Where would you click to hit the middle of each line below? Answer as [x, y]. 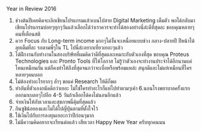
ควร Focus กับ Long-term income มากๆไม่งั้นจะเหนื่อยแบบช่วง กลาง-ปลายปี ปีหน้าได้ [105, 41]
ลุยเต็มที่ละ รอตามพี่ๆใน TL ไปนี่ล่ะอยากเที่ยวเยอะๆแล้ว [69, 47]
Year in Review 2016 [31, 9]
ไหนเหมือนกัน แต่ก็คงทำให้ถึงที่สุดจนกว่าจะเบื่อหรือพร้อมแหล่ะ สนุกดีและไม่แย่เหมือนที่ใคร [103, 68]
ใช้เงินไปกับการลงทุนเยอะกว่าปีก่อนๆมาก [55, 115]
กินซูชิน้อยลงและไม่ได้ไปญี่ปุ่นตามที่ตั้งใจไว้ [56, 108]
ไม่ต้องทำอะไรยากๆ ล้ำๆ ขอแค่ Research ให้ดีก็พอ [65, 81]
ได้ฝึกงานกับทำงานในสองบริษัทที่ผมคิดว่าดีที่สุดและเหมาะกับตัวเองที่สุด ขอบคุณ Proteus [102, 54]
